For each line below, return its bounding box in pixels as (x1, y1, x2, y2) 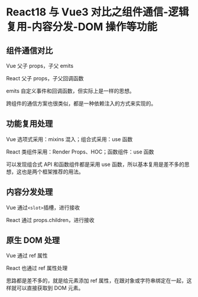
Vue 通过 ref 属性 (6, 252, 48, 259)
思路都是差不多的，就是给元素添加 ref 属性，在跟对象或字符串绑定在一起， (6, 277, 187, 284)
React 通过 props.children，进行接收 (6, 216, 95, 223)
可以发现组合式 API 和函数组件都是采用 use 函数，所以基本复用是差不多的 (6, 161, 184, 168)
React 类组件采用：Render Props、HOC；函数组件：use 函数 (6, 148, 155, 155)
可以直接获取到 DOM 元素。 (16, 285, 84, 292)
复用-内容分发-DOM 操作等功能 (6, 20, 158, 34)
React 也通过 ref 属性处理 (6, 265, 68, 272)
